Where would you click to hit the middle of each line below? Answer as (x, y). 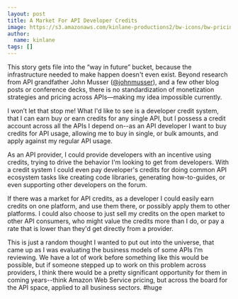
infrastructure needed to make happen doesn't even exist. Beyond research (118, 74)
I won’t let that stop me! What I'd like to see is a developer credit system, (113, 111)
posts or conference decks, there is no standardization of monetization (111, 90)
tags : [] (20, 47)
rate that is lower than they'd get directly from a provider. (90, 229)
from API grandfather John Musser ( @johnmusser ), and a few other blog (113, 82)
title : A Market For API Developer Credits (73, 21)
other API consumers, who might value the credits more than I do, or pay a (116, 221)
